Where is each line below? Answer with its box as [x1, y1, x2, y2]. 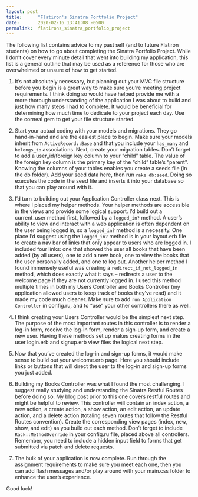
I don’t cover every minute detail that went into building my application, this [6, 54, 189, 61]
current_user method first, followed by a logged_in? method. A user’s [14, 214, 183, 221]
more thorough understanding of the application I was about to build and [14, 97, 192, 104]
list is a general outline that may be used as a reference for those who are [6, 60, 185, 67]
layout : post [6, 8, 38, 15]
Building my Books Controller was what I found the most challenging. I [14, 380, 185, 388]
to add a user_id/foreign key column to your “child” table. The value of [14, 152, 186, 160]
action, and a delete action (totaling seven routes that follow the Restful [14, 412, 188, 419]
